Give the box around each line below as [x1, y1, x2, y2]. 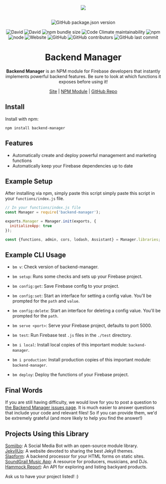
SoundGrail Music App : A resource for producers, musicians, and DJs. [5, 459, 149, 465]
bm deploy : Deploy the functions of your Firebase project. [12, 372, 129, 378]
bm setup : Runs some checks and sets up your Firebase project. [12, 273, 143, 280]
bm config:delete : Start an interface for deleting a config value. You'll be [12, 308, 161, 314]
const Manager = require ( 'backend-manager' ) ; [5, 210, 101, 215]
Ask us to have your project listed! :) [5, 474, 79, 480]
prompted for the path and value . [12, 298, 80, 304]
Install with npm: [5, 116, 39, 122]
